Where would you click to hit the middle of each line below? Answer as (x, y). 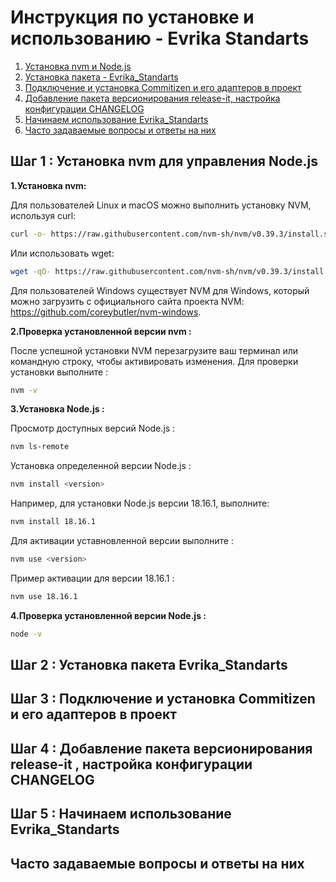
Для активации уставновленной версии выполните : (122, 540)
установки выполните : (59, 372)
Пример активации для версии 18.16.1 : (92, 578)
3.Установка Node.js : (57, 409)
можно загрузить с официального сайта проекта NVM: (127, 301)
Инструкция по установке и (132, 17)
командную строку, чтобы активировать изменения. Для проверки (154, 361)
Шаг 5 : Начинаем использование (121, 814)
